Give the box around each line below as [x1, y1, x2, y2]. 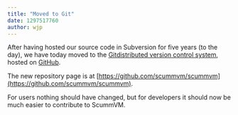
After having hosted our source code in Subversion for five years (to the [7, 43, 218, 52]
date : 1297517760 [7, 17, 59, 24]
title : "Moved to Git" [7, 10, 75, 18]
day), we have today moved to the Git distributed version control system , [7, 50, 219, 59]
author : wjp [7, 23, 43, 31]
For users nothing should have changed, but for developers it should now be [7, 93, 231, 102]
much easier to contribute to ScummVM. [7, 101, 126, 109]
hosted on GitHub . [7, 58, 61, 67]
